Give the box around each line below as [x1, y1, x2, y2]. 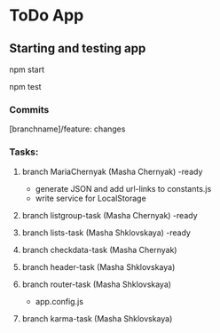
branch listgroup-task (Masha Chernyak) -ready [21, 210, 198, 220]
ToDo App [9, 5, 84, 26]
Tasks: [9, 146, 39, 158]
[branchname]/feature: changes [9, 123, 126, 134]
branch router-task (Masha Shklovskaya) [21, 279, 171, 289]
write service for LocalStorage [35, 193, 146, 203]
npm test [9, 82, 42, 91]
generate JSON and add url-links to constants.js [35, 183, 212, 194]
